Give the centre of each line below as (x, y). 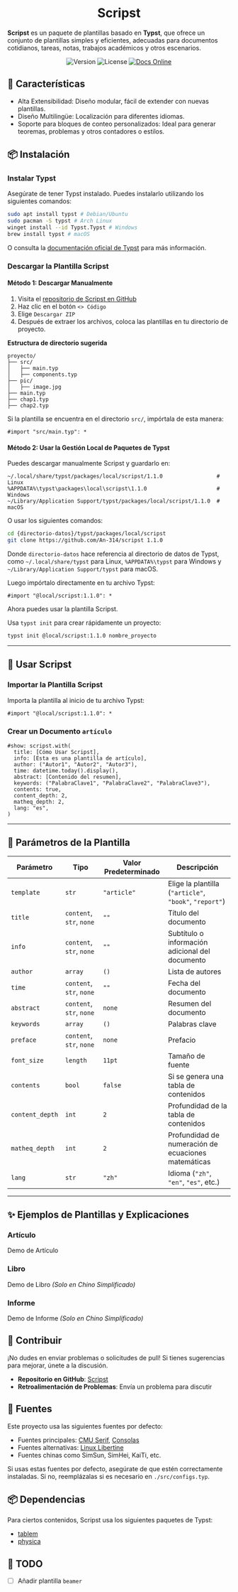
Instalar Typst (32, 178)
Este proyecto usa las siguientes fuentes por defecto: (85, 1426)
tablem (28, 1534)
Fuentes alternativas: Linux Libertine (70, 1447)
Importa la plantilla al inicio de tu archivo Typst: (76, 700)
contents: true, (38, 789)
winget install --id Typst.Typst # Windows (73, 228)
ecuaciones (187, 1153)
